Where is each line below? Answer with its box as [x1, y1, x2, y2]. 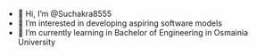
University [17, 36, 56, 47]
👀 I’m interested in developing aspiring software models [17, 18, 223, 28]
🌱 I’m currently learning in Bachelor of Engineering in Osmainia [17, 28, 248, 37]
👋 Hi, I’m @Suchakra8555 [17, 9, 112, 19]
